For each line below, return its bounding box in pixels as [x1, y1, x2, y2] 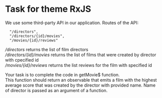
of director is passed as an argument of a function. [5, 87, 108, 93]
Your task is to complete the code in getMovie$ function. [5, 71, 120, 77]
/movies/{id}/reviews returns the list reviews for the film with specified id [5, 62, 152, 68]
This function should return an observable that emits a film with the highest [5, 77, 157, 83]
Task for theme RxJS [5, 3, 91, 15]
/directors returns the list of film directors [5, 46, 88, 52]
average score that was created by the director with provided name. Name [5, 82, 156, 88]
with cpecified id [5, 57, 39, 63]
